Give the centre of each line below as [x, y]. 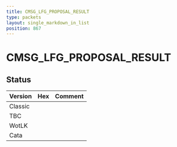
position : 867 [24, 28]
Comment [69, 96]
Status [19, 79]
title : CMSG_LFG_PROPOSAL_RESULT [48, 12]
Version [21, 96]
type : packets [24, 17]
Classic [19, 107]
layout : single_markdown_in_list [48, 23]
